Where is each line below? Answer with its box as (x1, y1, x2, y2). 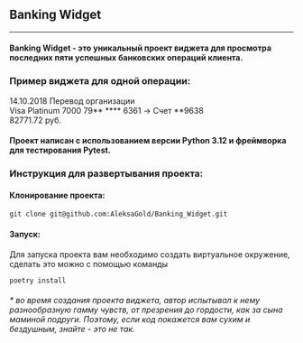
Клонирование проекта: (9, 190, 106, 200)
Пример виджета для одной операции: (9, 75, 191, 88)
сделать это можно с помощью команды (9, 258, 169, 269)
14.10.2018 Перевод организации (9, 95, 135, 107)
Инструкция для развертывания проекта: (9, 167, 204, 180)
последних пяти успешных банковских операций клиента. (9, 52, 243, 63)
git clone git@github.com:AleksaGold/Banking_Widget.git (9, 209, 228, 219)
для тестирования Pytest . (9, 144, 111, 156)
